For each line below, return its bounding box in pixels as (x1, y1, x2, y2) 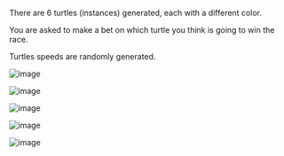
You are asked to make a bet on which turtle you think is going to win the (9, 25, 275, 35)
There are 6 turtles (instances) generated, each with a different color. (9, 8, 262, 18)
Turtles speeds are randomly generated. (9, 51, 156, 61)
